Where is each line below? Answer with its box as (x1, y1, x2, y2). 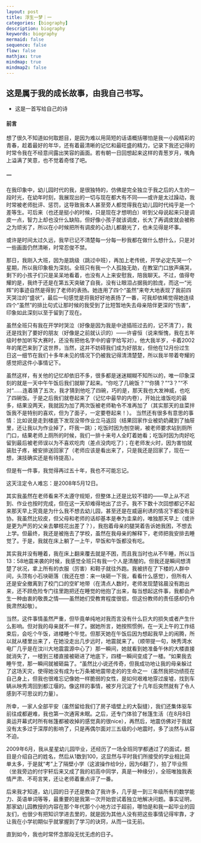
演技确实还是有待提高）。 (16, 454, 77, 461)
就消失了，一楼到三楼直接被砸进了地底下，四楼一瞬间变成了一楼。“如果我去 (6, 652, 193, 659)
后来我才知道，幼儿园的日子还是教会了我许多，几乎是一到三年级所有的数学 (6, 788, 190, 795)
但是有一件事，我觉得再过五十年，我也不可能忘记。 (6, 466, 132, 474)
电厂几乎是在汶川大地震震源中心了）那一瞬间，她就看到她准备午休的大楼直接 (6, 645, 195, 652)
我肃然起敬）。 (6, 602, 41, 609)
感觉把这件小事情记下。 (6, 359, 64, 366)
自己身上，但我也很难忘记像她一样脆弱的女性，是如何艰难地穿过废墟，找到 (6, 675, 190, 682)
